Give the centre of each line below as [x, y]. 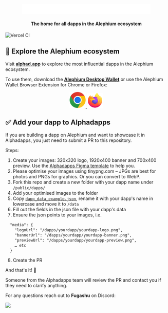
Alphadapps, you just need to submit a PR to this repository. [69, 140]
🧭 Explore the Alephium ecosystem [62, 52]
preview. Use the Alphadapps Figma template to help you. [74, 165]
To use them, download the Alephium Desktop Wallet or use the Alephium [84, 79]
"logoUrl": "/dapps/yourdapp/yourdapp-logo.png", [69, 230]
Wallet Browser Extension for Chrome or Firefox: [57, 85]
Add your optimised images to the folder [55, 193]
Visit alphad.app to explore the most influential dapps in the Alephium [79, 64]
